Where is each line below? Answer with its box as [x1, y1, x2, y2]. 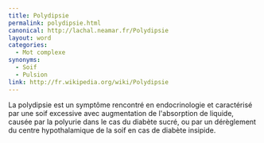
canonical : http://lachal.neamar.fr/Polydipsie [8, 26, 169, 34]
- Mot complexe [15, 48, 66, 56]
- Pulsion [15, 71, 48, 79]
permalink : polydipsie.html [8, 19, 102, 27]
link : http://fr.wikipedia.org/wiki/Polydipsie [8, 78, 169, 86]
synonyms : [8, 56, 41, 64]
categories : [8, 41, 48, 49]
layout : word [8, 33, 52, 42]
